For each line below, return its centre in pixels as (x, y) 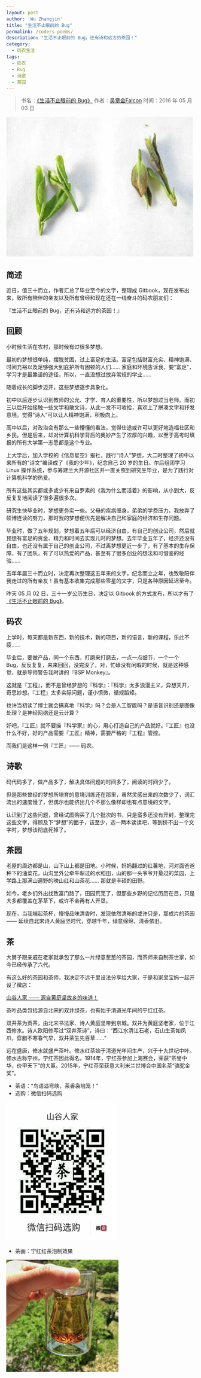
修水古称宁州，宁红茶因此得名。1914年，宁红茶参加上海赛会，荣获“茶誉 (94, 1058)
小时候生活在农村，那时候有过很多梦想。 (56, 346)
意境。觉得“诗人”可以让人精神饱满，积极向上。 (64, 414)
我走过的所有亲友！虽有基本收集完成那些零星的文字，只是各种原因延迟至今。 (100, 581)
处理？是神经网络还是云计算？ (43, 712)
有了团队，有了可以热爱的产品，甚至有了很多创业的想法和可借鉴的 (98, 553)
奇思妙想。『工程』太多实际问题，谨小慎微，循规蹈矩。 (73, 692)
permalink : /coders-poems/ (40, 32)
